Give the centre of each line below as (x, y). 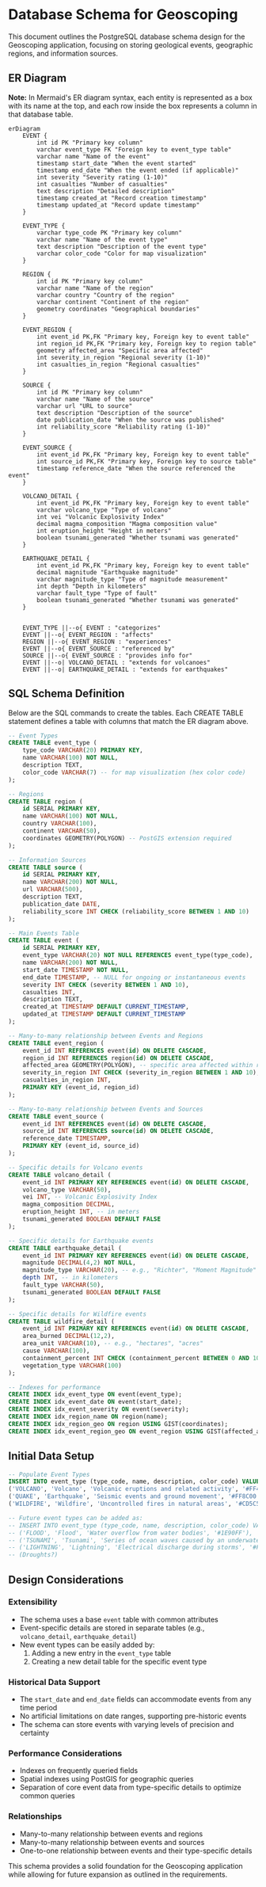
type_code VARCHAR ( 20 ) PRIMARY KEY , (83, 750)
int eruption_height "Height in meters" (104, 531)
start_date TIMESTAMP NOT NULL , (76, 970)
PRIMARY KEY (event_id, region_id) (81, 1088)
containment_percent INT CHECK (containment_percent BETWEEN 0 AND (136, 1358)
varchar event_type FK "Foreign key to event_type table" (134, 149)
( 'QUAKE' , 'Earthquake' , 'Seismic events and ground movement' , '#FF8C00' (134, 1496)
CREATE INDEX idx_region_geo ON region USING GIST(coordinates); (118, 1424)
